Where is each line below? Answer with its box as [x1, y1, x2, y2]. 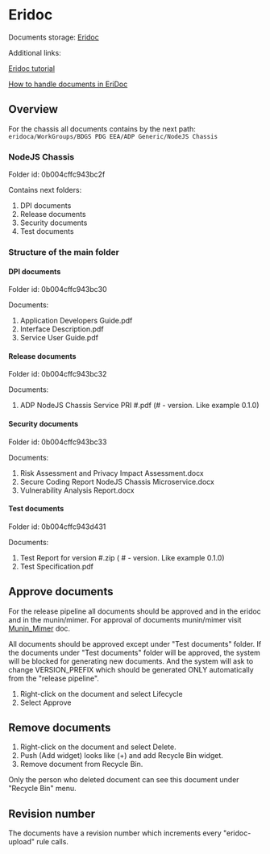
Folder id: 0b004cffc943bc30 [8, 285, 107, 294]
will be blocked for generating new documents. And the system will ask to [8, 656, 254, 666]
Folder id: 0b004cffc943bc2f [8, 169, 106, 179]
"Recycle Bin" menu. [8, 784, 77, 794]
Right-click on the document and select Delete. [19, 742, 177, 752]
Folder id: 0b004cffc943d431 [8, 522, 106, 531]
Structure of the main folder [8, 246, 119, 257]
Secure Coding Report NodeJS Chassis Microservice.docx [19, 477, 215, 486]
